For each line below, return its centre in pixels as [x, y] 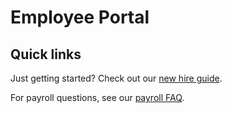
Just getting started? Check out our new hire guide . [116, 78]
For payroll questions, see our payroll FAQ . [97, 97]
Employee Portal [80, 17]
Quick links [46, 54]
